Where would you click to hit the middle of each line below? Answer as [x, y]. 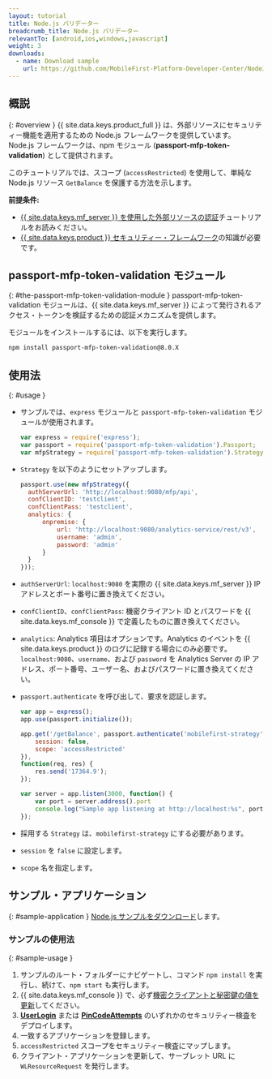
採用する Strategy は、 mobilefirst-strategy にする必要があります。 [134, 833]
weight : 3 [25, 46]
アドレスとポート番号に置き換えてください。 [94, 594]
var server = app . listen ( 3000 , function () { [96, 794]
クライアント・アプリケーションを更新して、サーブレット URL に [128, 1055]
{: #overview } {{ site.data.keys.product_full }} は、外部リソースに [117, 125]
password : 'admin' [87, 544]
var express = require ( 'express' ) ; [80, 438]
